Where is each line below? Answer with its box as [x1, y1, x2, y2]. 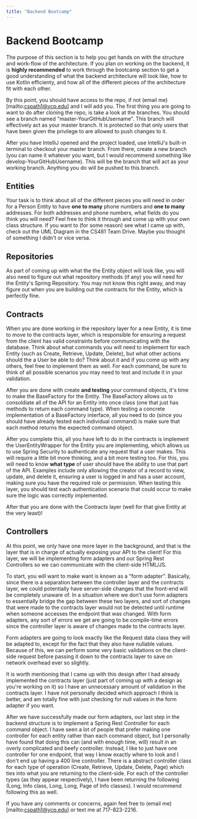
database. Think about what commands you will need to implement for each [6, 344, 190, 351]
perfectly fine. [6, 292, 41, 300]
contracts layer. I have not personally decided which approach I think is [6, 689, 179, 696]
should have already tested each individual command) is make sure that [6, 418, 181, 425]
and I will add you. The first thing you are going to [70, 103, 191, 110]
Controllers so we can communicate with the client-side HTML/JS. [6, 561, 167, 568]
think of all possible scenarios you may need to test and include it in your [6, 369, 183, 376]
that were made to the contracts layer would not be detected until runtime [6, 604, 185, 611]
